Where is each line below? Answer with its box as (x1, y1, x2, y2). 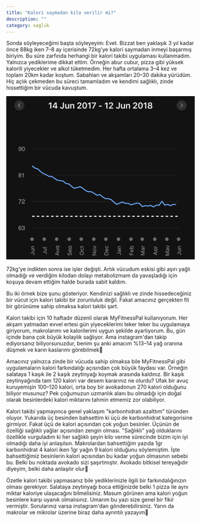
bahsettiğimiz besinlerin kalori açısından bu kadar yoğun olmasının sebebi (6, 452, 188, 460)
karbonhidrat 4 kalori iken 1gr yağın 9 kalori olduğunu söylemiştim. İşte (6, 446, 181, 453)
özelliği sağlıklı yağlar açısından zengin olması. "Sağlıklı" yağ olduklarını (6, 426, 182, 434)
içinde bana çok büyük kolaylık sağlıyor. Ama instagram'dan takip (6, 333, 167, 341)
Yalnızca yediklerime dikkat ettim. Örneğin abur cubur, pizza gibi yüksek (6, 59, 184, 66)
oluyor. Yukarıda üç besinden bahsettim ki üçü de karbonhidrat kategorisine (6, 414, 193, 421)
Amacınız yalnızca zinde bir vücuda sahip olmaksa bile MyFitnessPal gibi (6, 357, 185, 365)
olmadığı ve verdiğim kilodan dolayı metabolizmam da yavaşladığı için (6, 272, 178, 279)
